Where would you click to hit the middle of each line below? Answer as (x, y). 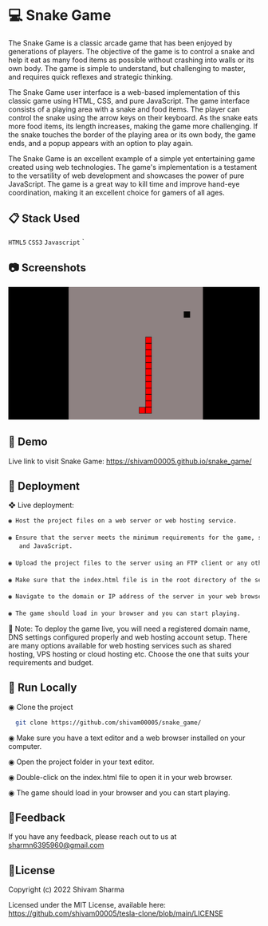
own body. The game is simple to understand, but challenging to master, (127, 68)
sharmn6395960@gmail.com (56, 845)
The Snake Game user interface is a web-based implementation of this (124, 92)
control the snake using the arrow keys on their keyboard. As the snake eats (133, 117)
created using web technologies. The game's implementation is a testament (133, 167)
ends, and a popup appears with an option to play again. (101, 143)
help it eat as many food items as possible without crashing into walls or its (131, 60)
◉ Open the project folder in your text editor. (81, 762)
